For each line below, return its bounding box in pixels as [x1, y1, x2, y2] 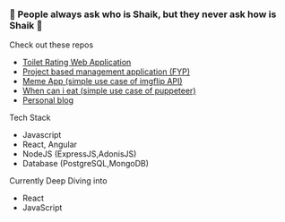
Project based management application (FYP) [22, 66, 191, 77]
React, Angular [22, 139, 78, 150]
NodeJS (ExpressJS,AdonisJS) [22, 149, 137, 159]
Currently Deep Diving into [9, 175, 108, 186]
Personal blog [22, 95, 74, 106]
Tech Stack [9, 112, 51, 124]
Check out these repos [9, 39, 94, 50]
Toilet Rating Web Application [22, 57, 132, 68]
